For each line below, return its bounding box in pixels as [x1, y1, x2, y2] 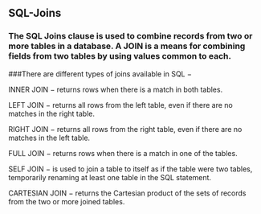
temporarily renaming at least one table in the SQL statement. [8, 172, 211, 182]
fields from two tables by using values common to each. [8, 51, 231, 62]
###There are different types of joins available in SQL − [8, 68, 193, 79]
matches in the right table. [8, 109, 95, 118]
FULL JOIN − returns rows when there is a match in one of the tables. [8, 148, 239, 158]
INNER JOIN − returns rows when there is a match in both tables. [8, 84, 223, 94]
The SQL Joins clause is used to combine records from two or [8, 31, 253, 42]
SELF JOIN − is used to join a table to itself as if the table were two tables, [8, 164, 253, 174]
